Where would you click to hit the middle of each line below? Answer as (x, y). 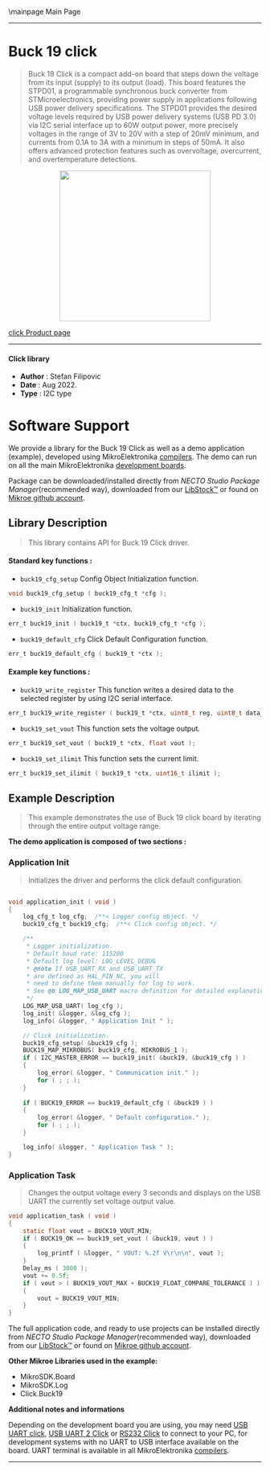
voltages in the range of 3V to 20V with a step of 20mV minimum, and (143, 133)
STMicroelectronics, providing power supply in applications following (142, 99)
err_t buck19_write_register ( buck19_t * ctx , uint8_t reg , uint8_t (125, 713)
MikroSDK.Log (44, 1385)
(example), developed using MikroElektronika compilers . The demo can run (133, 457)
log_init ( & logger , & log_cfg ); (77, 1013)
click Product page (39, 332)
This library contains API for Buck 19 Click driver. (108, 543)
